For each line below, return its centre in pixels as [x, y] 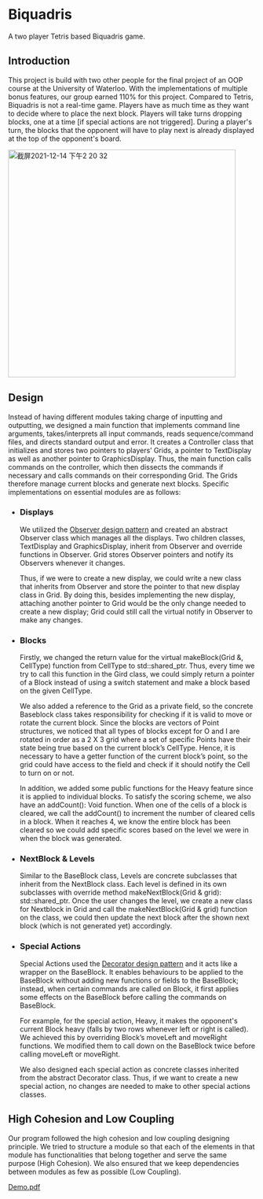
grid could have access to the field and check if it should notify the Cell [135, 765]
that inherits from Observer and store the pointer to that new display [130, 586]
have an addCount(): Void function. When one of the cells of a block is [133, 805]
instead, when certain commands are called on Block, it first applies [129, 988]
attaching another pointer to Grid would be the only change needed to [133, 603]
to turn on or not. [47, 773]
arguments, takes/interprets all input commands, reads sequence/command [131, 433]
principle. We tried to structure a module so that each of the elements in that [131, 1146]
